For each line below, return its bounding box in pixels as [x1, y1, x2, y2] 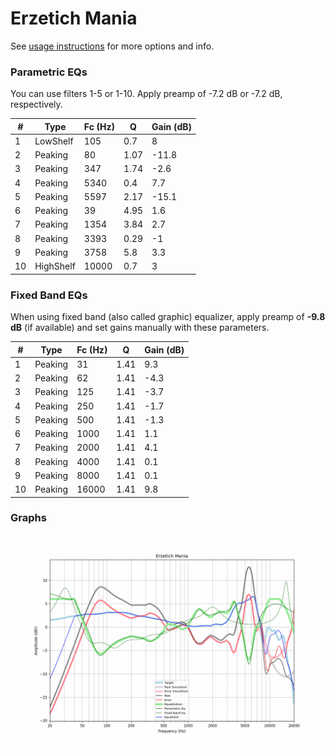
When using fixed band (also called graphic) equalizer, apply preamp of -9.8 [10, 311, 326, 323]
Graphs [10, 511, 47, 525]
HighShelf [34, 260, 76, 272]
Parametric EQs [10, 65, 88, 79]
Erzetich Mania [10, 7, 138, 30]
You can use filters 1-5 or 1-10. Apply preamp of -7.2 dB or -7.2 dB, [10, 88, 283, 100]
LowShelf [34, 135, 74, 147]
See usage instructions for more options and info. [10, 40, 215, 52]
